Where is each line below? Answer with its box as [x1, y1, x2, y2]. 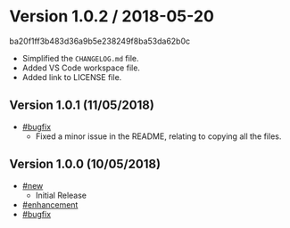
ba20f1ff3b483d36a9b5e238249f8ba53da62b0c [9, 36, 191, 46]
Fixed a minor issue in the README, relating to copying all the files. [35, 131, 282, 142]
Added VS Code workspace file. [21, 62, 141, 73]
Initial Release [35, 190, 87, 200]
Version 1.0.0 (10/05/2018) [9, 157, 162, 172]
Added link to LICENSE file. [21, 71, 122, 82]
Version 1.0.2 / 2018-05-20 [9, 6, 214, 27]
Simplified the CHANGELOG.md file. [21, 53, 140, 63]
